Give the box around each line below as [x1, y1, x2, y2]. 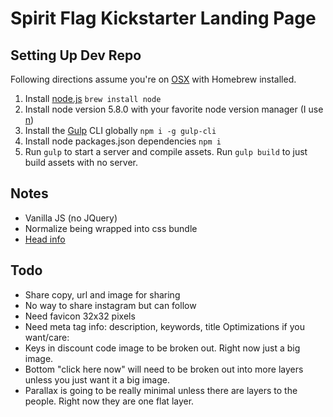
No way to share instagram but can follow [24, 299, 197, 311]
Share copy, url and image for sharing [24, 288, 181, 301]
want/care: [24, 331, 70, 343]
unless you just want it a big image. [24, 373, 170, 386]
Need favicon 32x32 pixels [24, 310, 136, 322]
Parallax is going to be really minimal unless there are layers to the [24, 384, 298, 396]
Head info [24, 233, 66, 245]
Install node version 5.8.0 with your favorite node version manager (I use [24, 103, 324, 115]
